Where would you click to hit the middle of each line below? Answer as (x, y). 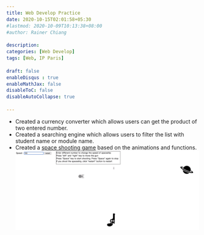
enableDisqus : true (33, 77)
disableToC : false (30, 91)
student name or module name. (55, 141)
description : (23, 45)
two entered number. (42, 128)
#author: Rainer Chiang (37, 32)
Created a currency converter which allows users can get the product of (106, 121)
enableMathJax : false (34, 84)
